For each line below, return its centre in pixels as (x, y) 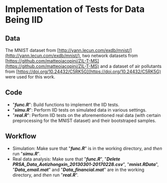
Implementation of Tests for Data (75, 9)
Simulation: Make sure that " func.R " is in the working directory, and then (87, 148)
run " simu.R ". (26, 153)
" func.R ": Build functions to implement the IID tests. (66, 104)
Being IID (24, 20)
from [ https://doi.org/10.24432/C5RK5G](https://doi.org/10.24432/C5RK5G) (83, 71)
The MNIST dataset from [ (32, 50)
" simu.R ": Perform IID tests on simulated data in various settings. (79, 110)
